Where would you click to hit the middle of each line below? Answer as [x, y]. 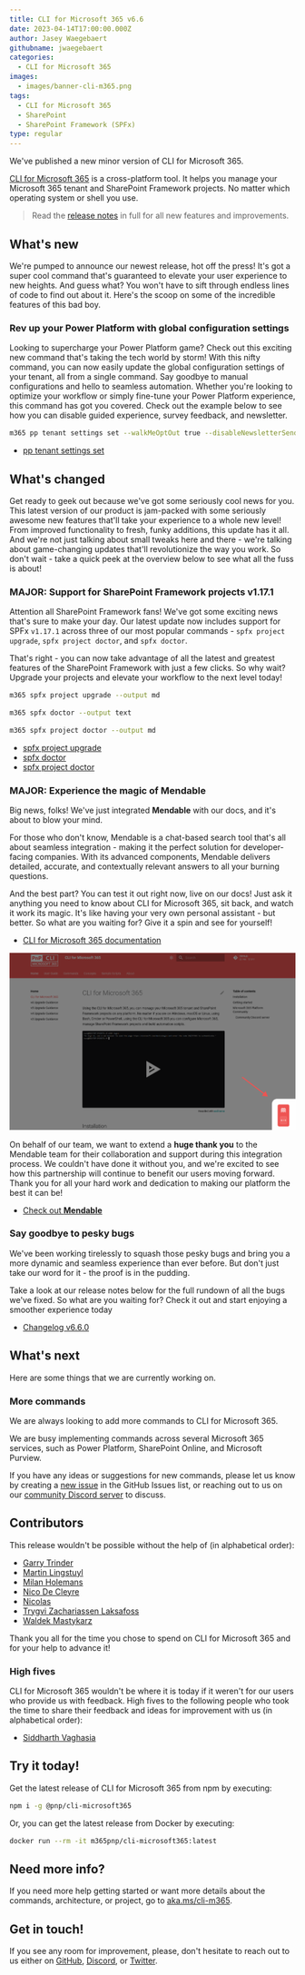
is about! [26, 568]
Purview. [26, 1457]
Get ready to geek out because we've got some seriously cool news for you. [152, 500]
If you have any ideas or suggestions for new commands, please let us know [152, 1475]
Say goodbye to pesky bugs [72, 1233]
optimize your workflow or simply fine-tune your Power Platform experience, [152, 396]
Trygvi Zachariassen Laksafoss [81, 1611]
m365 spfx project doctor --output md [83, 730]
